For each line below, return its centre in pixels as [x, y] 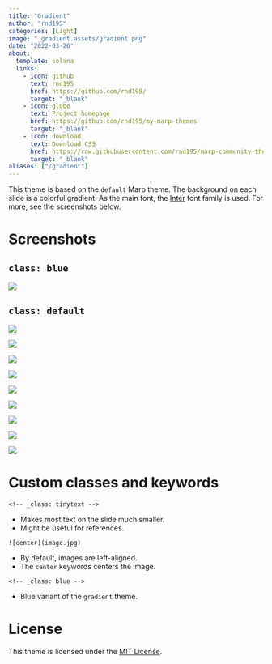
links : [27, 69]
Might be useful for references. [72, 528]
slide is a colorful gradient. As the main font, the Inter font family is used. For [136, 198]
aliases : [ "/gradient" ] [49, 167]
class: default [47, 311]
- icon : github [49, 76]
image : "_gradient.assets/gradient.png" [78, 38]
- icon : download [52, 136]
